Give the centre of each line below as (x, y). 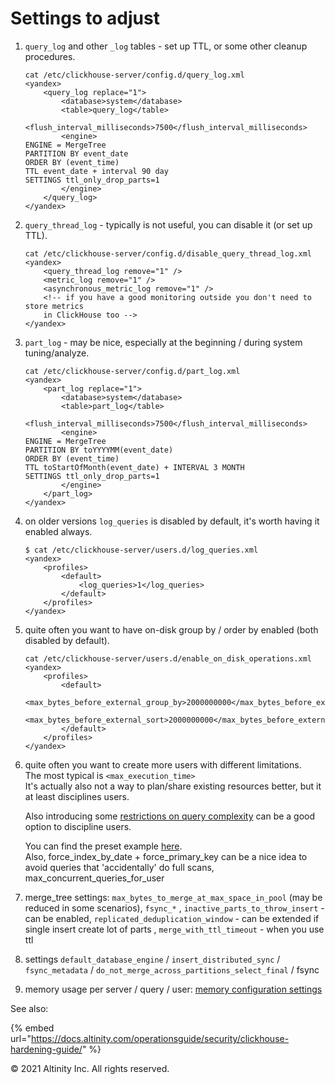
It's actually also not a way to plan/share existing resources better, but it (173, 786)
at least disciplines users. (77, 796)
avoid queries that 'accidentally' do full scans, (119, 867)
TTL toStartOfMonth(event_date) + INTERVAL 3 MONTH (134, 467)
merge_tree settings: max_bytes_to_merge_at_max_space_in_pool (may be (173, 897)
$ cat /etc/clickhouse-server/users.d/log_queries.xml (141, 550)
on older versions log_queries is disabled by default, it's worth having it (172, 521)
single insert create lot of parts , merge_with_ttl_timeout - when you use (174, 929)
